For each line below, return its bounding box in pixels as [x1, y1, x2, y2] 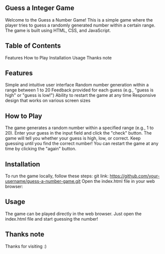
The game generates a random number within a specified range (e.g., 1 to [5, 125, 154, 131]
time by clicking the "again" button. [5, 146, 77, 152]
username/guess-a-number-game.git [5, 178, 81, 184]
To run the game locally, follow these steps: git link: [5, 173, 109, 179]
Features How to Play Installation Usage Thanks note [5, 55, 112, 60]
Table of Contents [5, 42, 61, 50]
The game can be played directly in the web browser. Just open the [5, 211, 142, 217]
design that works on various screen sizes [5, 98, 91, 104]
